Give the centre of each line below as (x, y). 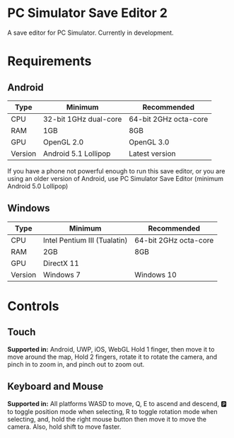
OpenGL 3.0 (149, 142)
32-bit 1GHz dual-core (82, 119)
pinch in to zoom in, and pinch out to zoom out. (76, 364)
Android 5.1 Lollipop (77, 154)
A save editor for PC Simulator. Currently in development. (91, 33)
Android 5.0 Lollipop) (38, 186)
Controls (33, 306)
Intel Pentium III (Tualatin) (85, 240)
